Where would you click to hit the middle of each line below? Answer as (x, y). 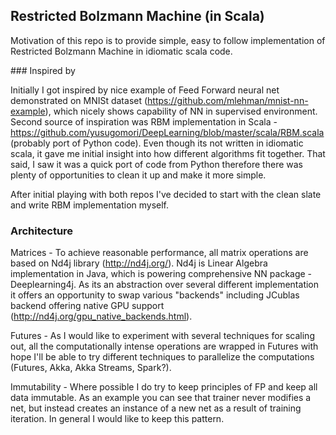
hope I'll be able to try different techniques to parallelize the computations (162, 357)
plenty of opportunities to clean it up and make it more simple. (138, 175)
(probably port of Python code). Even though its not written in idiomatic (157, 143)
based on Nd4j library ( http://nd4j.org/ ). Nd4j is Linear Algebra (139, 263)
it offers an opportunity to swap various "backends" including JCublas (155, 295)
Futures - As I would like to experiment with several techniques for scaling (162, 336)
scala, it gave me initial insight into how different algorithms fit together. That (168, 153)
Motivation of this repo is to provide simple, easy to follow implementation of (168, 40)
